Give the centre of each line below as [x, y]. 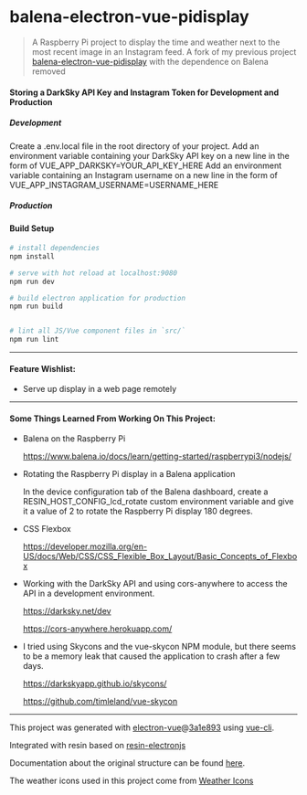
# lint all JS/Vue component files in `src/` [97, 331]
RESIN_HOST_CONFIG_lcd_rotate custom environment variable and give [158, 502]
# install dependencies [55, 249]
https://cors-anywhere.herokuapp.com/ [97, 629]
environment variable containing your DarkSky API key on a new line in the [150, 155]
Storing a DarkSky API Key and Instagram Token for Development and [144, 92]
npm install [32, 256]
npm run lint [34, 340]
